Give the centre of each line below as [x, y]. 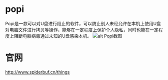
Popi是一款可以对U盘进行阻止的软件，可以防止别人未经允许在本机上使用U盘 [83, 23]
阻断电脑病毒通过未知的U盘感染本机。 [53, 36]
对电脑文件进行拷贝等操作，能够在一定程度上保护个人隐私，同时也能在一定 [82, 30]
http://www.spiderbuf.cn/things [37, 72]
